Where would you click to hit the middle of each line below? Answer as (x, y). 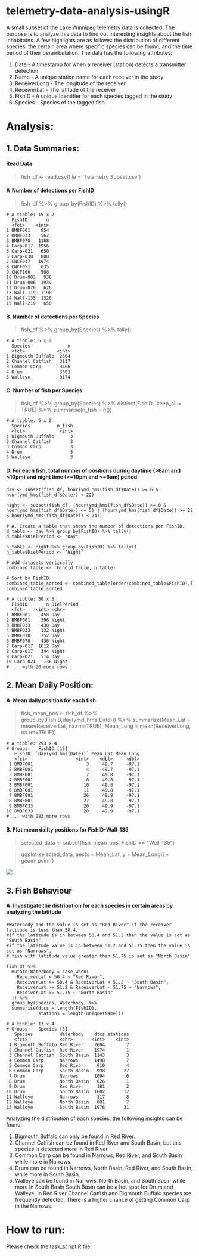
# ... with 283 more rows (38, 817)
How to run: (36, 1230)
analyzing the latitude (34, 912)
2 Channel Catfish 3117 (38, 362)
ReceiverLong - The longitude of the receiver (70, 83)
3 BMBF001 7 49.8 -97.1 (74, 775)
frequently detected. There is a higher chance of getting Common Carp (102, 1199)
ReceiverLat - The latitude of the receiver (65, 89)
